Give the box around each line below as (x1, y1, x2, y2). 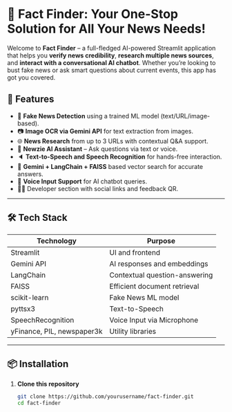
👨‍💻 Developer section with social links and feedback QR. (17, 184, 179, 192)
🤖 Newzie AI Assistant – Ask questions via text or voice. (17, 145, 178, 153)
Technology (37, 235, 77, 245)
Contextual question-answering (109, 270, 213, 280)
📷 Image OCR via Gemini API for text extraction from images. (17, 127, 193, 135)
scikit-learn (10, 292, 49, 302)
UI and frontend (109, 247, 161, 257)
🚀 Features (7, 93, 55, 105)
